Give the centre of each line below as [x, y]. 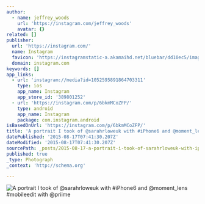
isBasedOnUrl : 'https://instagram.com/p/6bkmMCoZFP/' [76, 126]
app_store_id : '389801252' [52, 97]
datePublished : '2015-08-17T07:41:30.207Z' [63, 137]
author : [16, 12]
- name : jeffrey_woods [41, 18]
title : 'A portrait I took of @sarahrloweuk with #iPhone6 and [88, 131]
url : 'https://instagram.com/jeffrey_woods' [75, 23]
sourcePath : [21, 148]
